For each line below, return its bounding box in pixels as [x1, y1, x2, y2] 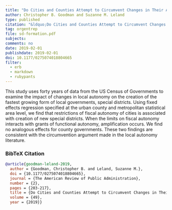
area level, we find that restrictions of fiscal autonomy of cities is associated [5, 110, 166, 116]
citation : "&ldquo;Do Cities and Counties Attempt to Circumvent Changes [5, 22, 166, 27]
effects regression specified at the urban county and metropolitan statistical [5, 104, 165, 111]
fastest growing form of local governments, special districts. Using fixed [5, 99, 158, 105]
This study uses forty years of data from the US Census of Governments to [5, 88, 164, 94]
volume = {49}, [10, 195, 42, 200]
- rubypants [10, 74, 36, 79]
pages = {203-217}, [10, 185, 52, 191]
